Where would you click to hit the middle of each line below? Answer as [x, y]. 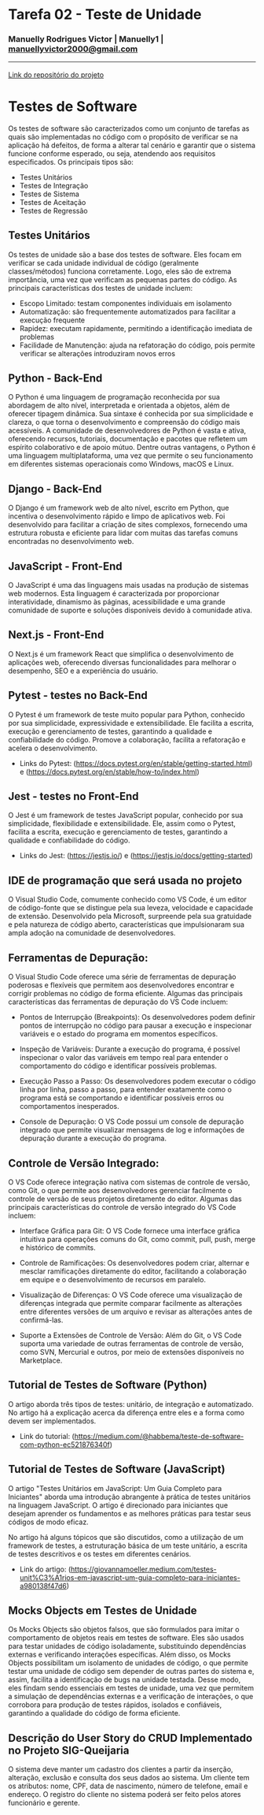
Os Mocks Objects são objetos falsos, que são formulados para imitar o [124, 1630]
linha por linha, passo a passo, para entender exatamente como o [125, 1090]
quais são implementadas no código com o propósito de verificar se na [123, 136]
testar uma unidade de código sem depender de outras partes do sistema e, [131, 1672]
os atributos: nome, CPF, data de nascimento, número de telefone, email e [128, 1786]
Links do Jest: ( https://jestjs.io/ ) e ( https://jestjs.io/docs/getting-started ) [136, 856]
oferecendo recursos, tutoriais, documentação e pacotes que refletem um [128, 439]
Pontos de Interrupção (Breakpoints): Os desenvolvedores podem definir [137, 1017]
